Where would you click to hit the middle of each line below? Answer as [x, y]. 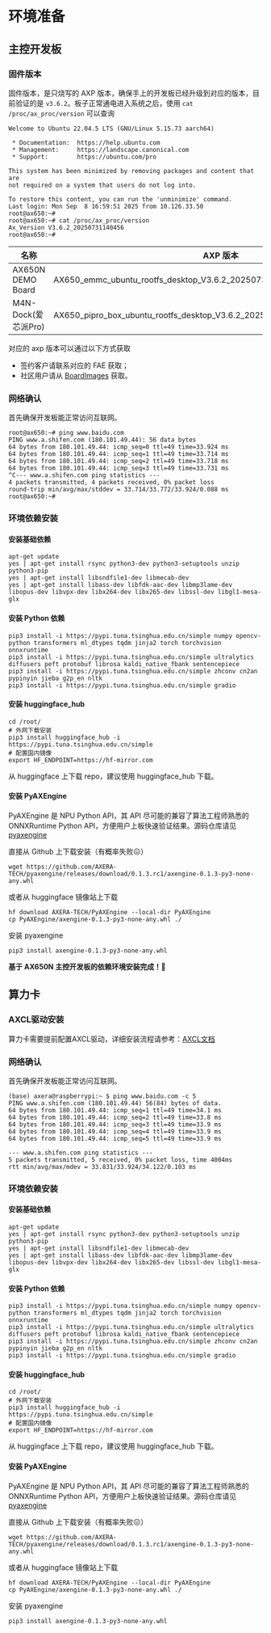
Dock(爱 [28, 314]
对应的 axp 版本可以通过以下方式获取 [69, 348]
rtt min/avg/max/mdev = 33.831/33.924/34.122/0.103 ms [102, 1167]
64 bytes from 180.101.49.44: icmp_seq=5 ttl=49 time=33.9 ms [115, 1138]
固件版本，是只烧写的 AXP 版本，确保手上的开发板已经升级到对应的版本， [131, 93]
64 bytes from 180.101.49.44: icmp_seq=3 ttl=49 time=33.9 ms [115, 1125]
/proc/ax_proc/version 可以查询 [62, 113]
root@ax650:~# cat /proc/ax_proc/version [79, 220]
